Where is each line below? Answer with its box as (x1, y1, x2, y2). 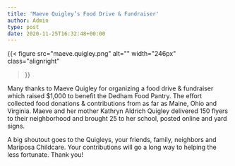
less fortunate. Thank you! (7, 150, 83, 159)
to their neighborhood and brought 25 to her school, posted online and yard (7, 114, 227, 123)
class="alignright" (7, 57, 60, 66)
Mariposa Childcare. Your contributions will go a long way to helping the (7, 143, 217, 152)
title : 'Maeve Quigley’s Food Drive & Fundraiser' (7, 10, 159, 18)
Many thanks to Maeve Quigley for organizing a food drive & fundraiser (7, 84, 214, 93)
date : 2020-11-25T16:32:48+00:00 (7, 30, 106, 37)
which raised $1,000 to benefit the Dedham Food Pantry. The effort (7, 92, 203, 100)
